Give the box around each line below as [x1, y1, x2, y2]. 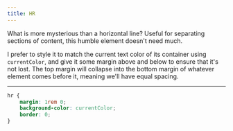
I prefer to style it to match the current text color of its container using [7, 50, 207, 58]
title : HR [7, 10, 36, 17]
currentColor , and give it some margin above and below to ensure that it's [7, 57, 218, 66]
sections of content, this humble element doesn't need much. [7, 36, 182, 45]
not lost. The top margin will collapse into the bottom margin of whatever [7, 64, 215, 73]
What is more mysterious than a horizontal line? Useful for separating [7, 29, 205, 37]
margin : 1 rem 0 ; [19, 98, 67, 105]
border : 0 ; [19, 112, 51, 119]
